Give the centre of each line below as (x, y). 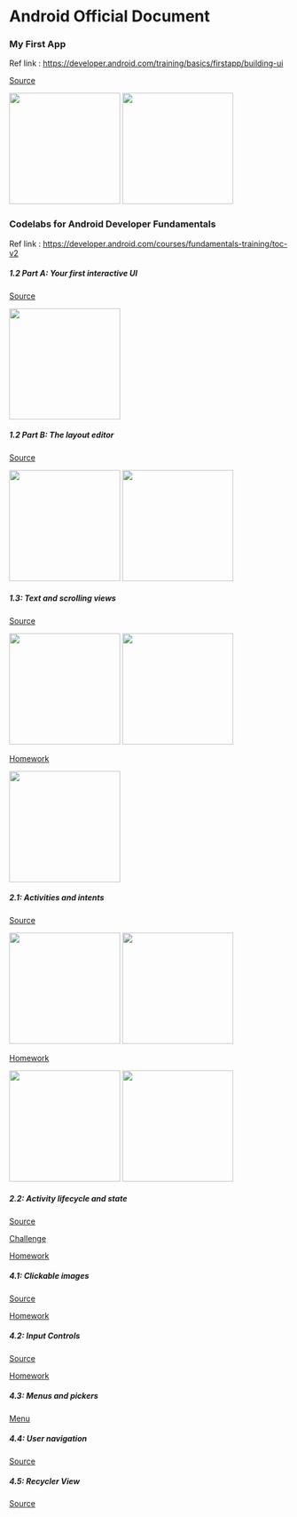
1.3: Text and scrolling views (63, 598)
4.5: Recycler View (45, 1481)
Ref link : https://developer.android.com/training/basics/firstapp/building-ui (146, 63)
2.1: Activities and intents (57, 898)
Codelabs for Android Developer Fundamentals (113, 224)
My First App (38, 44)
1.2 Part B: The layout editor (62, 435)
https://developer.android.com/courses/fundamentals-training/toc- (165, 244)
